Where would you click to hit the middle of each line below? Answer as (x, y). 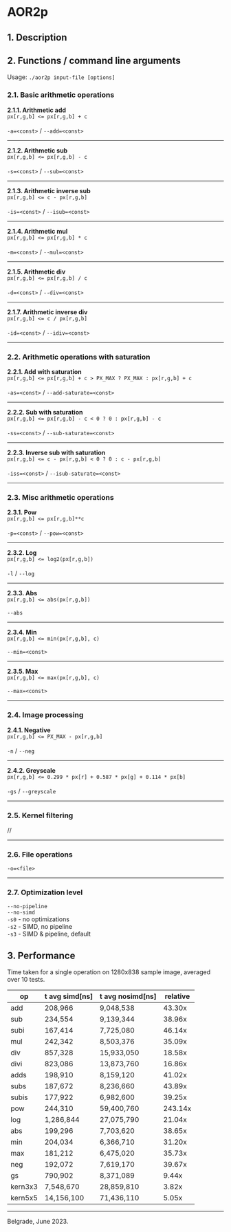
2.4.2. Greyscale (32, 770)
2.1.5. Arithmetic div (36, 272)
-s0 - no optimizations (38, 919)
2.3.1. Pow (22, 512)
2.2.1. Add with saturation (44, 371)
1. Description (37, 37)
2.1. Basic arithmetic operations (61, 95)
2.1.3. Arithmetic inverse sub (49, 190)
